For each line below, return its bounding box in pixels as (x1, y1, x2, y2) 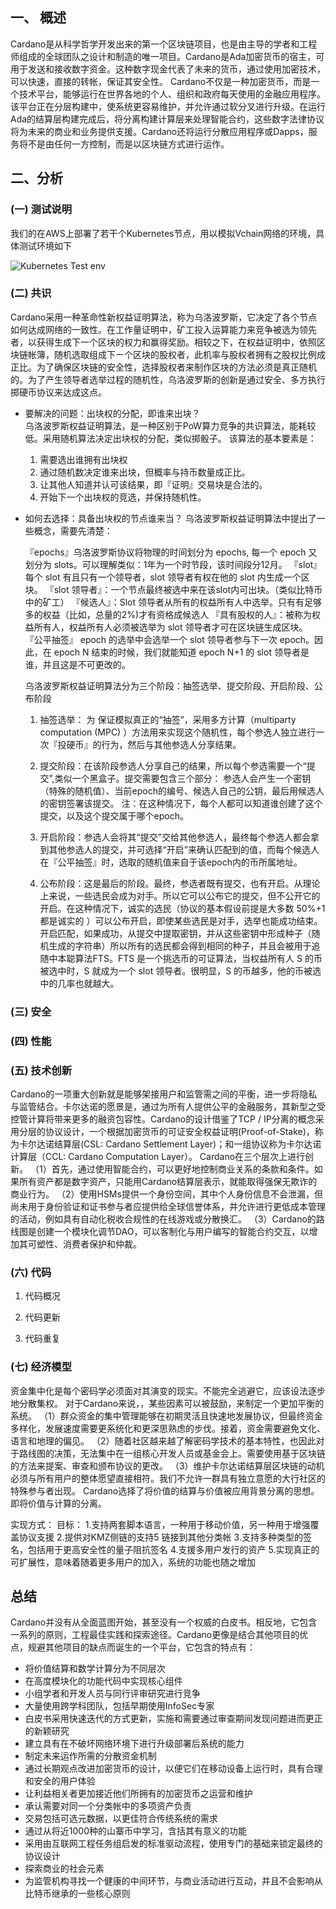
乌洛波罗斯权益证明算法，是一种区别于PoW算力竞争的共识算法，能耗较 (24, 419, 317, 432)
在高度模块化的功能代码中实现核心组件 (24, 1675, 183, 1687)
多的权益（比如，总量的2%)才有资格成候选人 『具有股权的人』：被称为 (24, 608, 313, 620)
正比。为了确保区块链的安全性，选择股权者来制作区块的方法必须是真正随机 (10, 361, 317, 373)
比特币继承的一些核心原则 (24, 1888, 131, 1900)
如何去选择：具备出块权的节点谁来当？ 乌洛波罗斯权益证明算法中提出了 (24, 512, 317, 524)
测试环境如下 (18, 239, 72, 252)
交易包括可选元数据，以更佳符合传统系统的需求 (24, 1813, 218, 1825)
